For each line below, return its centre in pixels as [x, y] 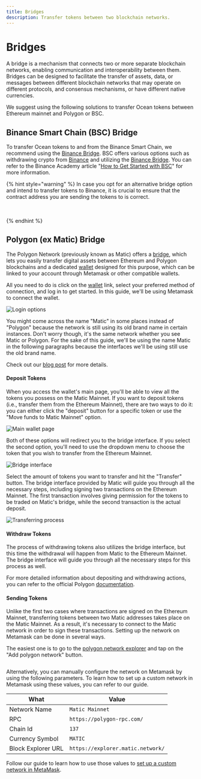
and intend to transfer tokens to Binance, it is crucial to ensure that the [93, 190]
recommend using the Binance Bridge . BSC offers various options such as [98, 153]
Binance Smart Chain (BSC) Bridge [72, 132]
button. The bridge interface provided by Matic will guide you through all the [100, 483]
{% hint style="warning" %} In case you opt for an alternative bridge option [100, 184]
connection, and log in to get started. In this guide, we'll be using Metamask [100, 291]
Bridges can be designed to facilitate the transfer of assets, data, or [90, 76]
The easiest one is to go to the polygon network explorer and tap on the [95, 649]
